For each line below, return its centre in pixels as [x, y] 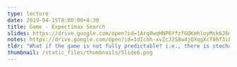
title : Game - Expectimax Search [56, 27]
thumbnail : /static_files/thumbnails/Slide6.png [80, 53]
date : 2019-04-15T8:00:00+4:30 [53, 20]
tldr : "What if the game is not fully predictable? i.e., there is [109, 46]
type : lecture [28, 14]
